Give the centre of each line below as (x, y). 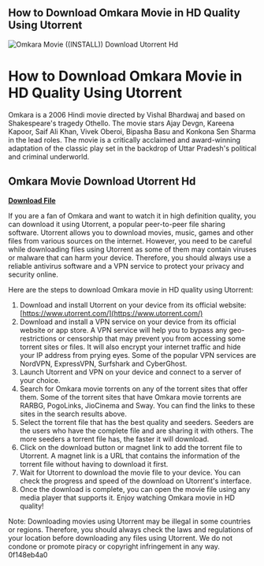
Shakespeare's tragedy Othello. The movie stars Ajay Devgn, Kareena (121, 123)
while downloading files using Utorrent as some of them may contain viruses (132, 249)
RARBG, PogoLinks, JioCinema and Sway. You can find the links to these (137, 405)
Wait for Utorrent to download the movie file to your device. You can (130, 472)
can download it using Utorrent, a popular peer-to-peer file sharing (117, 224)
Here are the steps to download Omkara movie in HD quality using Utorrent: (131, 289)
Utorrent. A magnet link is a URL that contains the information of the (130, 456)
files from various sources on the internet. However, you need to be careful (130, 240)
